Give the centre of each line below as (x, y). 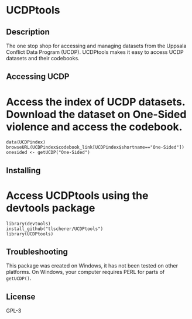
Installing (23, 170)
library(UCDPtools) (30, 234)
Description (28, 32)
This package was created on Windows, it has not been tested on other (92, 266)
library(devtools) (28, 224)
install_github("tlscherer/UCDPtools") (55, 229)
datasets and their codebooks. (43, 58)
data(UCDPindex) (26, 142)
